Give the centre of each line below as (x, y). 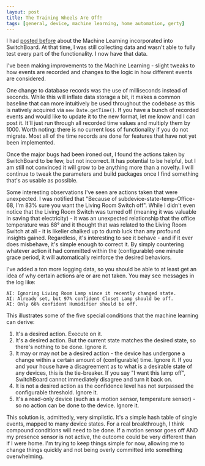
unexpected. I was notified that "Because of (62, 199)
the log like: (21, 282)
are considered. (26, 79)
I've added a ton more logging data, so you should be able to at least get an (102, 269)
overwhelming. (25, 456)
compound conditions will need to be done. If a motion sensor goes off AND (102, 430)
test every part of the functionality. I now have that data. (77, 54)
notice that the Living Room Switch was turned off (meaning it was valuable (102, 212)
